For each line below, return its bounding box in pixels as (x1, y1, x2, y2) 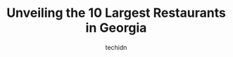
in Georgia (85, 20, 147, 36)
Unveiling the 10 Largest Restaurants (6, 5, 227, 21)
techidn (105, 43, 127, 51)
